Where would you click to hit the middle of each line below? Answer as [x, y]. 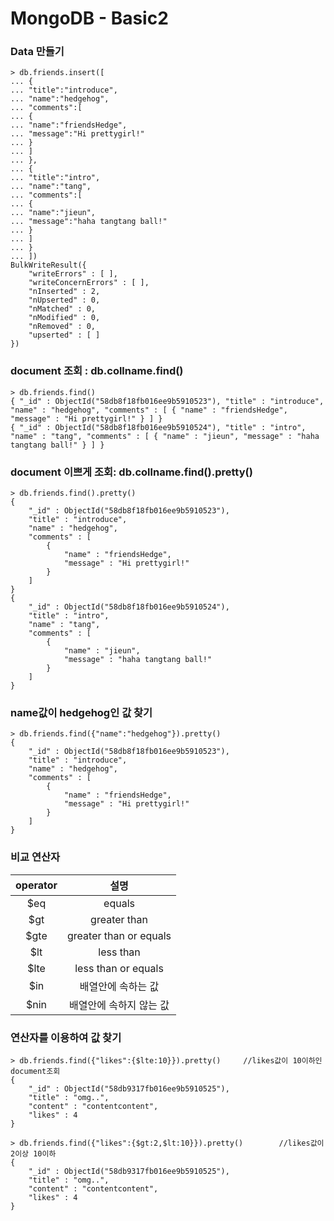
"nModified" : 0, [64, 318]
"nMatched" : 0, [62, 309]
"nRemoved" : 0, [62, 327]
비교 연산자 [35, 857]
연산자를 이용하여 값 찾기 [66, 1037]
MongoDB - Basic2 [89, 18]
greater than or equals [119, 935]
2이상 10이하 [33, 1153]
